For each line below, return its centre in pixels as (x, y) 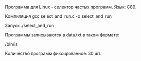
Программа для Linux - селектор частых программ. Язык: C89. (71, 7)
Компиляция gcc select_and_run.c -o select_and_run (58, 16)
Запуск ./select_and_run (30, 25)
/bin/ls (11, 44)
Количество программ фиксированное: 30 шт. (53, 53)
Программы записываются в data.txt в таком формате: (62, 35)
